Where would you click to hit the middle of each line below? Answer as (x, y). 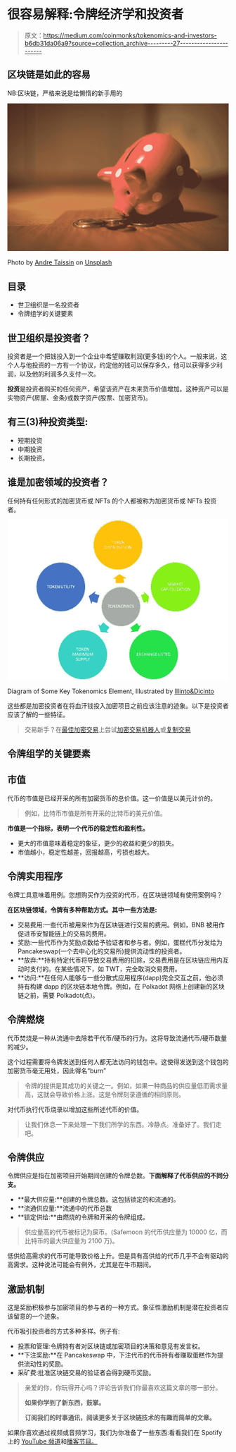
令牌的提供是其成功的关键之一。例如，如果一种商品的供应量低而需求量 (126, 1085)
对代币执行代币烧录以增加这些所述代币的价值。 (75, 1109)
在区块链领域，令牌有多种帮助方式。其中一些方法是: (82, 910)
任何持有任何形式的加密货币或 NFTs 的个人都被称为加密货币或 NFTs (105, 501)
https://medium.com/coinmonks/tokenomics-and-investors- (130, 35)
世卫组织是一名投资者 (48, 305)
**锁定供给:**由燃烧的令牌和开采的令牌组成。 (83, 1217)
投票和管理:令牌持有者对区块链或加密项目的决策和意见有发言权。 (111, 1346)
